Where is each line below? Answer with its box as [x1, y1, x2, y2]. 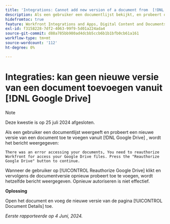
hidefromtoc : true [5, 17, 44, 22]
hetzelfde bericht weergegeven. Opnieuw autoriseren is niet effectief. [5, 178, 150, 184]
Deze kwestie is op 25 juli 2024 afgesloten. [5, 119, 95, 125]
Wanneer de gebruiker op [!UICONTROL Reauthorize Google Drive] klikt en [5, 167, 161, 173]
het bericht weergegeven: [5, 140, 59, 146]
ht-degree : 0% [5, 45, 35, 50]
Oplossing [5, 188, 28, 194]
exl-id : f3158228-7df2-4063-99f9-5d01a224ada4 [5, 26, 105, 31]
